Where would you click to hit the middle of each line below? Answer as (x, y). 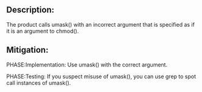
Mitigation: (27, 50)
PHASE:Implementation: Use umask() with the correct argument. (87, 64)
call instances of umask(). (39, 83)
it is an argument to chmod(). (43, 31)
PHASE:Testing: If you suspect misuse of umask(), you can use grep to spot (101, 76)
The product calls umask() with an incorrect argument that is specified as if (100, 24)
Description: (30, 10)
